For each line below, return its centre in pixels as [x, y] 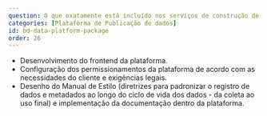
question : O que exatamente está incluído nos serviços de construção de [134, 16]
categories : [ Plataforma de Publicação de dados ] [93, 23]
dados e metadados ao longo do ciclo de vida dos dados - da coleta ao [137, 95]
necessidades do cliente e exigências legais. [94, 78]
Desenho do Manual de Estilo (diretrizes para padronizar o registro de [135, 86]
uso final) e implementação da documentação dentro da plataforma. [132, 103]
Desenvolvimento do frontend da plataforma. [94, 61]
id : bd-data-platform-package [59, 30]
